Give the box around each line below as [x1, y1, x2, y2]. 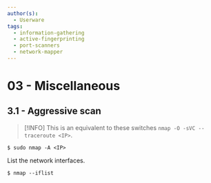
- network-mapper [13, 49, 63, 56]
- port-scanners [13, 42, 60, 49]
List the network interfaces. [7, 156, 86, 164]
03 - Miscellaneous [7, 78, 121, 94]
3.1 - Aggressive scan [7, 105, 101, 117]
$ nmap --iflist [7, 169, 54, 176]
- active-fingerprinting [13, 36, 85, 43]
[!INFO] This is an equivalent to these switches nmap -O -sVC [23, 123, 196, 131]
